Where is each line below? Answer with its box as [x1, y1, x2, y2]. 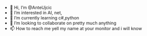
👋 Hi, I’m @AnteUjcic [9, 5, 52, 10]
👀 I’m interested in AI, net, [9, 10, 63, 16]
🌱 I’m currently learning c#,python [9, 15, 79, 20]
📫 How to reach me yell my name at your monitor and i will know [9, 26, 142, 31]
